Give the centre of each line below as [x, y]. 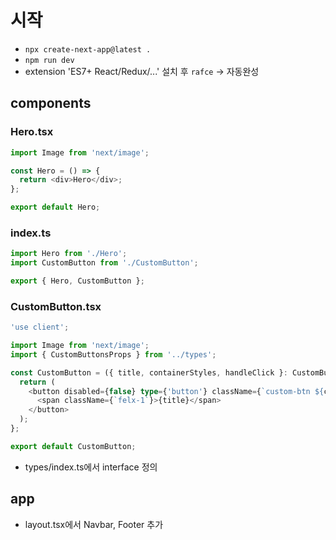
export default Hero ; [55, 207]
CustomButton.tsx [56, 306]
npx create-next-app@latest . [88, 49]
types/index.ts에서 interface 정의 [91, 467]
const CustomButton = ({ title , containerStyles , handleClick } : [149, 372]
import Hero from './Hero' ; [69, 254]
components [51, 103]
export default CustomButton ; [73, 446]
